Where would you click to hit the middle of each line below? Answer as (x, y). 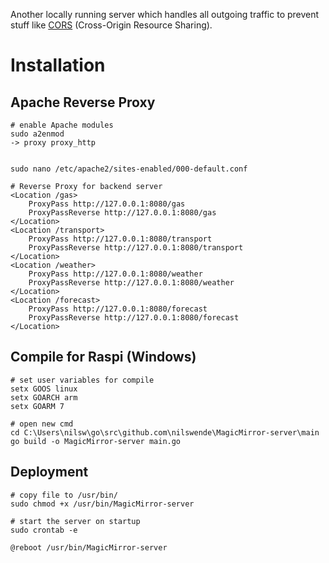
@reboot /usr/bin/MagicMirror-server (89, 547)
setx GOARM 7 (37, 406)
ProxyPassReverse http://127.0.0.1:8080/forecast (134, 318)
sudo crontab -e (44, 530)
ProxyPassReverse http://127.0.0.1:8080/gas (122, 213)
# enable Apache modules (62, 125)
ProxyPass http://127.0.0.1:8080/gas (107, 204)
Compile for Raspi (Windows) (103, 357)
